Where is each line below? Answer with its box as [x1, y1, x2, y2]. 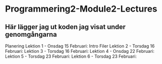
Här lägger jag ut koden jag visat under [5, 23, 126, 31]
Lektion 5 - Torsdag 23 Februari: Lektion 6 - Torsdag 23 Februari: [5, 53, 137, 59]
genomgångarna [5, 30, 57, 38]
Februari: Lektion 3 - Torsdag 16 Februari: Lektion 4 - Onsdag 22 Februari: [5, 48, 155, 54]
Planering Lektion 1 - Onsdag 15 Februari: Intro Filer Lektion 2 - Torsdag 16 [5, 43, 155, 49]
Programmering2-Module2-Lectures [5, 3, 158, 15]
